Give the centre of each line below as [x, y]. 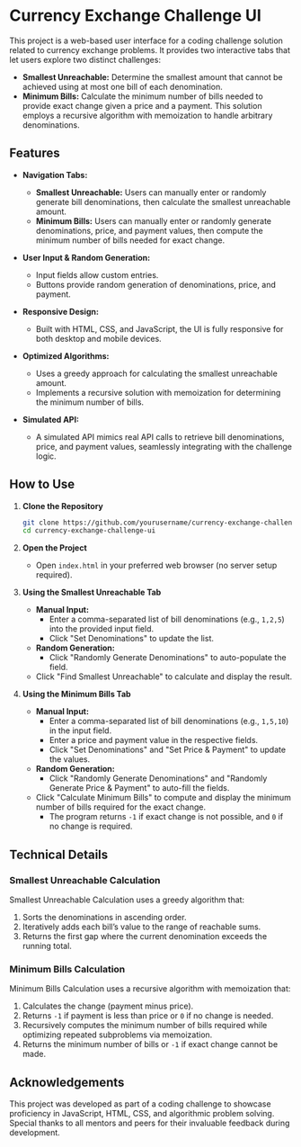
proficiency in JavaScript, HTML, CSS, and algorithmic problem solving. [142, 1114]
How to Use [42, 484]
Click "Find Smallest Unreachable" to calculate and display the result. [164, 677]
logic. [46, 456]
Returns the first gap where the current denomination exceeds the [145, 936]
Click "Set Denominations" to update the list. [131, 639]
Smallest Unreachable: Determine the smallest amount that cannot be [152, 76]
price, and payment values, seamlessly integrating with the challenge [164, 446]
